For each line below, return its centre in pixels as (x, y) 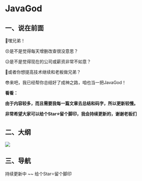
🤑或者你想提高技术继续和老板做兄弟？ (43, 72)
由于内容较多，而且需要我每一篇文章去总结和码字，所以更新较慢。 (71, 103)
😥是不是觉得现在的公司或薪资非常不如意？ (48, 61)
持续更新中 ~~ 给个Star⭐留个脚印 (38, 174)
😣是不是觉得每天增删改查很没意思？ (42, 51)
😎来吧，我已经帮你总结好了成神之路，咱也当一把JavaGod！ (66, 82)
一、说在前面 (24, 28)
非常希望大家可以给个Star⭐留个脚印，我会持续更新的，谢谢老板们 (71, 114)
